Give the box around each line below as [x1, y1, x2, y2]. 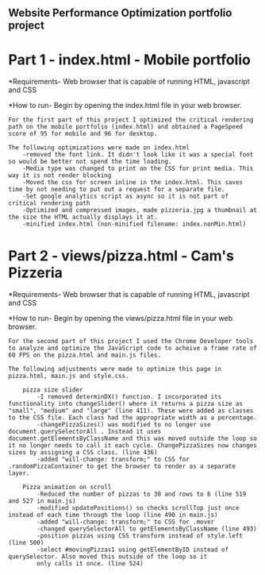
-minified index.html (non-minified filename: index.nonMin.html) [22, 220, 247, 229]
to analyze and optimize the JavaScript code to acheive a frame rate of [8, 345, 258, 353]
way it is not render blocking [8, 172, 112, 179]
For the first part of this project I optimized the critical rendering [8, 116, 254, 124]
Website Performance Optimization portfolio [8, 6, 232, 20]
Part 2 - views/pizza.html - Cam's [8, 246, 234, 264]
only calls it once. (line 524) [36, 560, 144, 568]
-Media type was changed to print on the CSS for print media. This [22, 164, 254, 173]
